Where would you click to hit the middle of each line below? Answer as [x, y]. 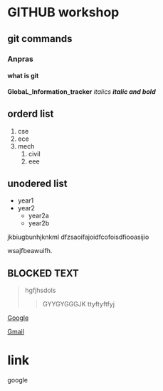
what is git [23, 76]
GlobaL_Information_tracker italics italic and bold [81, 91]
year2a [39, 216]
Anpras [20, 59]
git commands [40, 39]
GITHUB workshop [63, 12]
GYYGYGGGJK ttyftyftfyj [79, 304]
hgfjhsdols [40, 290]
